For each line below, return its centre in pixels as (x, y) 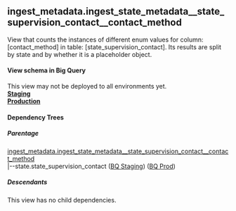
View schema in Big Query (47, 70)
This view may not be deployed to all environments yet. (87, 87)
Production (24, 101)
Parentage (23, 134)
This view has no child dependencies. (62, 200)
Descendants (27, 182)
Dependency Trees (36, 117)
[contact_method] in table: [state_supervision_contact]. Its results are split (114, 47)
